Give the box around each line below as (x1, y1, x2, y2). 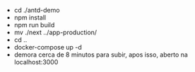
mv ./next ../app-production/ (13, 28, 97, 36)
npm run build (13, 21, 55, 29)
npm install (13, 13, 47, 22)
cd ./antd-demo (13, 6, 60, 14)
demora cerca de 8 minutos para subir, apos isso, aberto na (13, 50, 189, 59)
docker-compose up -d (13, 43, 83, 51)
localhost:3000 (13, 58, 59, 66)
